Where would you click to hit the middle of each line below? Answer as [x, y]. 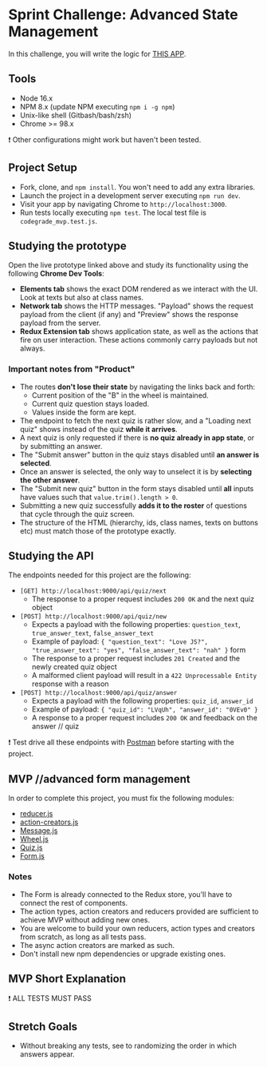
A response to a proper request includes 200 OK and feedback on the [144, 718]
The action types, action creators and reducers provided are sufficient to [139, 911]
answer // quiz [55, 726]
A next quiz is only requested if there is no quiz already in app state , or [137, 438]
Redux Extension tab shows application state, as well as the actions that [139, 331]
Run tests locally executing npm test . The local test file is [113, 212]
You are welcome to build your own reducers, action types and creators [137, 928]
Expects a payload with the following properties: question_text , [136, 625]
